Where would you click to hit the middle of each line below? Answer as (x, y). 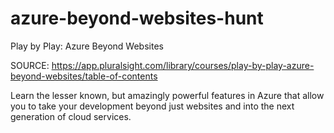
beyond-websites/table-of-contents (84, 76)
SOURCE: (30, 65)
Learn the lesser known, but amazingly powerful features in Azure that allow (167, 95)
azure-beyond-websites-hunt (137, 18)
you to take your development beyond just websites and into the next (152, 106)
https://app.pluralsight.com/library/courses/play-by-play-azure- (183, 65)
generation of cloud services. (71, 116)
